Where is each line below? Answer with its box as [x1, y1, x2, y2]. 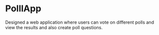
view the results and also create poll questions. [5, 24, 103, 30]
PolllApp [5, 3, 42, 14]
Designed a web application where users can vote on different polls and [5, 19, 154, 25]
